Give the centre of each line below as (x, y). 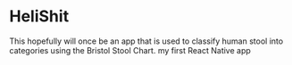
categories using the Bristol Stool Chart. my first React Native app (130, 50)
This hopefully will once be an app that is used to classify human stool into (146, 41)
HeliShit (39, 16)
